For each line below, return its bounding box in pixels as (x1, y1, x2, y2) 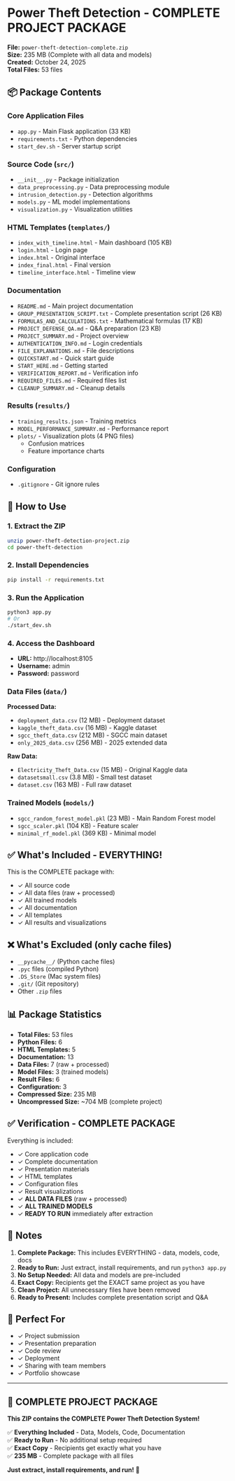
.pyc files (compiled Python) (17, 965, 99, 973)
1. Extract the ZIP (7, 521, 66, 531)
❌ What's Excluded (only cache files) (7, 939, 173, 951)
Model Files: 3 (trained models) (17, 1067, 109, 1076)
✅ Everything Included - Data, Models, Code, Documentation (7, 1428, 185, 1437)
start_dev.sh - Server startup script (17, 142, 121, 150)
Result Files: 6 (17, 1075, 60, 1083)
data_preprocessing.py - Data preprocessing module (17, 182, 170, 191)
